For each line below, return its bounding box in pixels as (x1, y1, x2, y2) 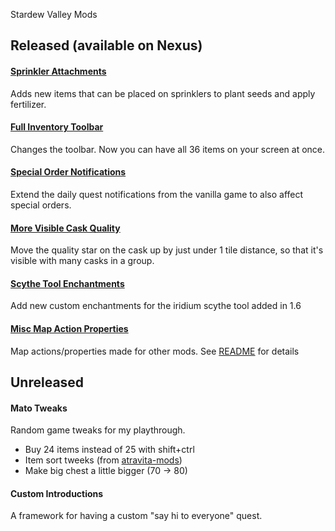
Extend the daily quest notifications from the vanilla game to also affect (10, 189, 304, 200)
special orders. (10, 199, 72, 211)
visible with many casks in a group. (10, 255, 155, 267)
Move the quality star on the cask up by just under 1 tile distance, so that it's (10, 244, 324, 256)
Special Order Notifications (10, 166, 127, 178)
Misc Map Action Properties (10, 323, 129, 334)
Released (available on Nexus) (10, 37, 203, 54)
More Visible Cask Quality (10, 222, 121, 234)
